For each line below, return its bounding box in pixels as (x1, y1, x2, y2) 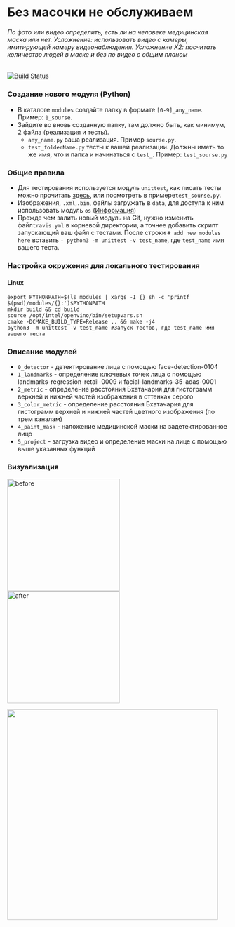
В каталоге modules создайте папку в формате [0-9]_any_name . (17, 105, 203, 114)
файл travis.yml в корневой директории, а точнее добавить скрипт (17, 220, 219, 229)
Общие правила (7, 168, 65, 178)
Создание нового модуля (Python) (7, 89, 131, 99)
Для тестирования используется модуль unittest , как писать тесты (17, 183, 222, 192)
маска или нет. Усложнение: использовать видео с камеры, (7, 35, 189, 44)
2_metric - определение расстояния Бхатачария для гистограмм (17, 385, 213, 394)
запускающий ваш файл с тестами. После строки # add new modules (17, 228, 221, 236)
